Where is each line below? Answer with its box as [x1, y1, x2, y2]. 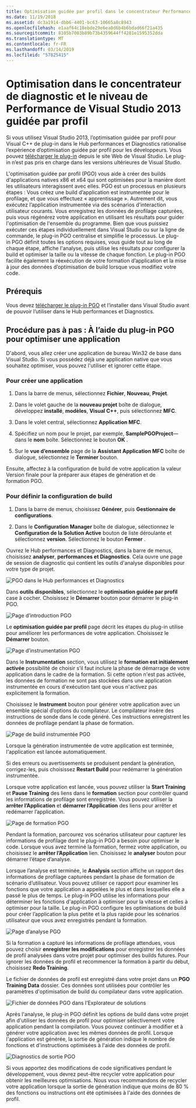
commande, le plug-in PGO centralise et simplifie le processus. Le [6, 232, 165, 239]
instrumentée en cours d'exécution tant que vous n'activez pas [6, 683, 157, 690]
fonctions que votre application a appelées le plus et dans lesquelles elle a [6, 885, 185, 892]
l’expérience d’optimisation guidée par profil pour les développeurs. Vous [6, 146, 182, 153]
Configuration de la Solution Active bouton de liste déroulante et [14, 529, 172, 536]
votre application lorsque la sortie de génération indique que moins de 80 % [6, 1083, 189, 1090]
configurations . [14, 512, 54, 519]
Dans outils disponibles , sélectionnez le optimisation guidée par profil [6, 588, 178, 595]
